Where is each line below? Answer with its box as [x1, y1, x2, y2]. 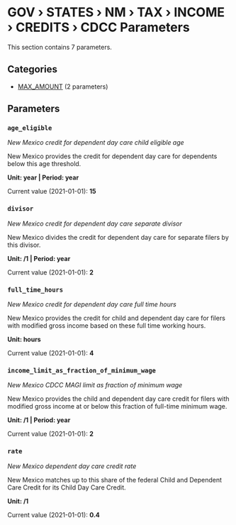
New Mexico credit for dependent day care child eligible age [7, 138, 184, 147]
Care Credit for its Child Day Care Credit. [7, 483, 126, 492]
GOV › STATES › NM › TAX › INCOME [7, 4, 225, 21]
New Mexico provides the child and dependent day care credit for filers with [7, 394, 230, 403]
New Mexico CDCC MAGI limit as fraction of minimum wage [7, 381, 183, 389]
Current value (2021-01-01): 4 [7, 349, 94, 358]
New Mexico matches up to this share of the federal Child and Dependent [7, 475, 222, 484]
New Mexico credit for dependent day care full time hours [7, 300, 177, 309]
